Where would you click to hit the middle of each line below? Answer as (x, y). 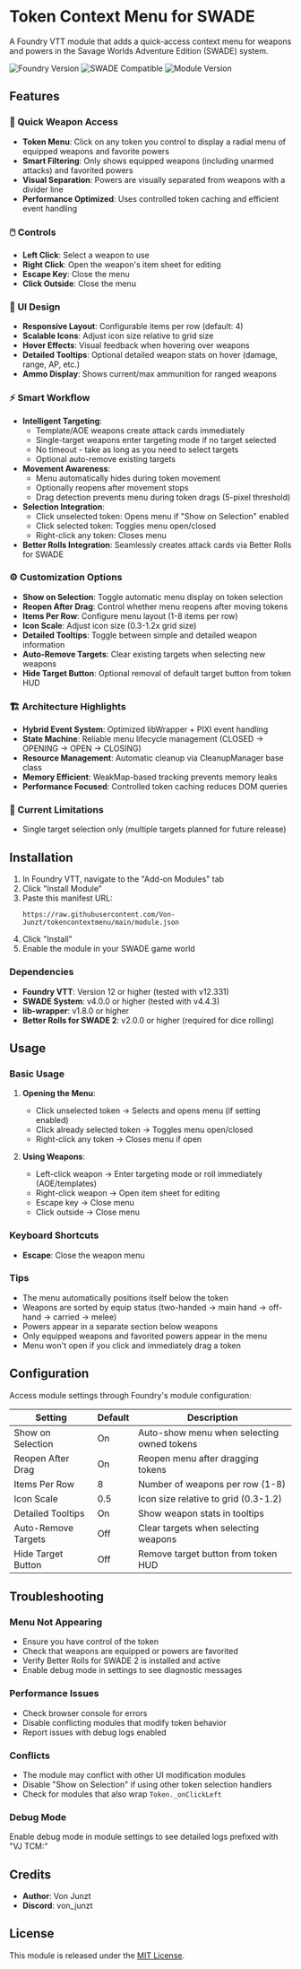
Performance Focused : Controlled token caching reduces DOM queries (155, 787)
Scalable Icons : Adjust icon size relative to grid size (118, 336)
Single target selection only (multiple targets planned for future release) (154, 829)
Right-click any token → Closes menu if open (119, 1139)
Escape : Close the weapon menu (83, 1255)
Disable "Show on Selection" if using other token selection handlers (147, 1784)
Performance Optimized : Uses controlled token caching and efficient (150, 198)
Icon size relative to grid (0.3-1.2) (210, 1498)
